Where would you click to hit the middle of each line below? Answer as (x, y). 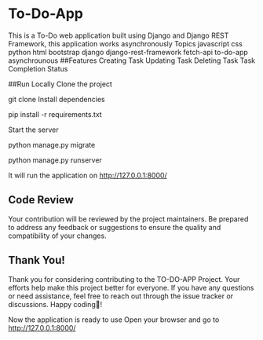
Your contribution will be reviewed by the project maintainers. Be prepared (128, 219)
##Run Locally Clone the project (60, 84)
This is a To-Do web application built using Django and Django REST (119, 35)
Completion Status (38, 68)
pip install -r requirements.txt (55, 114)
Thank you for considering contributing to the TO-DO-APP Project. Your (124, 279)
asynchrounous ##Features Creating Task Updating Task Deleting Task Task (132, 60)
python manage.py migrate (52, 144)
